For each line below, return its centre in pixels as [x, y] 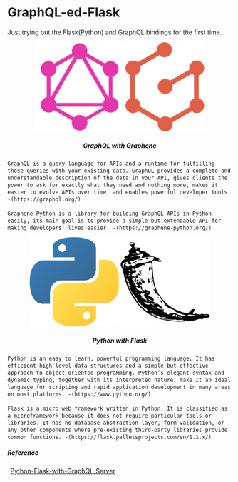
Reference [23, 453]
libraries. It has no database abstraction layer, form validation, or [116, 423]
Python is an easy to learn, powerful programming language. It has [111, 358]
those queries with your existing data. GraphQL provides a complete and [119, 171]
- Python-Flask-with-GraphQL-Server [61, 471]
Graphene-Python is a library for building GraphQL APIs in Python [110, 214]
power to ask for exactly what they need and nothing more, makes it [113, 185]
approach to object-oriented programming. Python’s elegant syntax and [116, 373]
